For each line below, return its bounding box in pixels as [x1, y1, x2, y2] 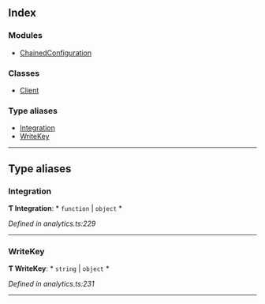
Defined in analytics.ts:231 [8, 280, 95, 289]
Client [19, 85, 39, 95]
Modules [8, 30, 43, 41]
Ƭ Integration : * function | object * [8, 203, 122, 212]
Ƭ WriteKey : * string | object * [8, 264, 110, 273]
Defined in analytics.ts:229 [8, 219, 96, 228]
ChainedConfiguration [19, 47, 92, 58]
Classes [8, 67, 40, 78]
